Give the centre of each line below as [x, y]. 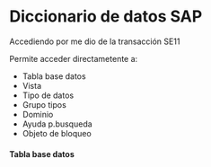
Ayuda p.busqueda [57, 124]
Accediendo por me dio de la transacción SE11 [95, 41]
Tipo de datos [48, 95]
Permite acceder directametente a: [74, 58]
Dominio [38, 114]
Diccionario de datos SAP [106, 17]
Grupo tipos [44, 104]
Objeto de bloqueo [57, 133]
